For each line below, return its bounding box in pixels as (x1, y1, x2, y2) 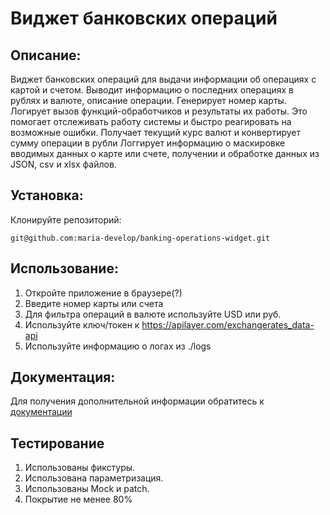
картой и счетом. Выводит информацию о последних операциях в (10, 84, 294, 96)
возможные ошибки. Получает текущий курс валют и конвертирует (10, 127, 302, 138)
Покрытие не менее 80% (24, 493, 133, 506)
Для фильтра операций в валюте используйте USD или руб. (24, 308, 282, 320)
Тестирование (10, 435, 105, 452)
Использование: (10, 260, 119, 277)
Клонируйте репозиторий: (10, 213, 122, 226)
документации (10, 406, 73, 418)
